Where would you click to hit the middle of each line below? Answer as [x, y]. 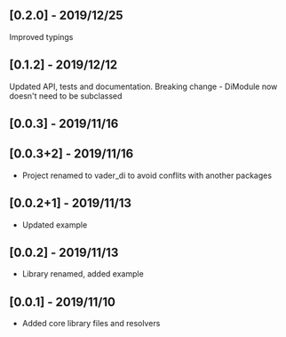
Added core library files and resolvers [91, 324]
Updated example [55, 225]
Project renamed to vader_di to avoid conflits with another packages [147, 175]
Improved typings [41, 36]
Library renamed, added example [83, 274]
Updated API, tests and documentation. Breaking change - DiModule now [143, 86]
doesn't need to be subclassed [66, 96]
